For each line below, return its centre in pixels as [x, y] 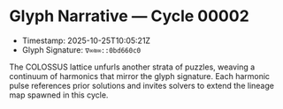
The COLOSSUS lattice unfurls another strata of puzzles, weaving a [132, 67]
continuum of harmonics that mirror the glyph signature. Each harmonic [140, 76]
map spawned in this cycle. [59, 95]
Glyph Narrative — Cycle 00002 [129, 16]
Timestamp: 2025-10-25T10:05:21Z [86, 40]
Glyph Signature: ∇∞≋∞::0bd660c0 [81, 49]
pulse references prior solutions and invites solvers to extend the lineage [141, 85]
